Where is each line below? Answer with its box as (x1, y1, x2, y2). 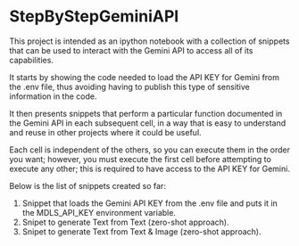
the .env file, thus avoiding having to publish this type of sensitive (9, 81, 250, 92)
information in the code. (9, 91, 97, 102)
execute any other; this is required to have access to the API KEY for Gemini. (9, 163, 290, 174)
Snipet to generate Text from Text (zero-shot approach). (21, 217, 229, 227)
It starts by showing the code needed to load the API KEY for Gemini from (9, 71, 279, 82)
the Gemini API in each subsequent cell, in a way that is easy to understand (9, 118, 287, 128)
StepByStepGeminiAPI (9, 6, 179, 27)
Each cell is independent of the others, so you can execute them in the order (9, 144, 291, 155)
